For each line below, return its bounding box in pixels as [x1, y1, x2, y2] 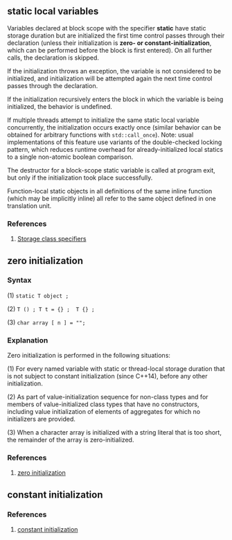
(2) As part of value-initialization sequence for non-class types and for [7, 393, 209, 401]
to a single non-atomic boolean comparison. [7, 153, 134, 161]
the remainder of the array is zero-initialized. [7, 436, 134, 444]
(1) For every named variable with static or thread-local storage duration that [7, 365, 225, 373]
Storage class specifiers [17, 235, 87, 243]
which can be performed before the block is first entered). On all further [7, 46, 213, 54]
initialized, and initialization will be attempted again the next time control [7, 74, 213, 82]
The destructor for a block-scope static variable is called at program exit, [7, 166, 216, 174]
